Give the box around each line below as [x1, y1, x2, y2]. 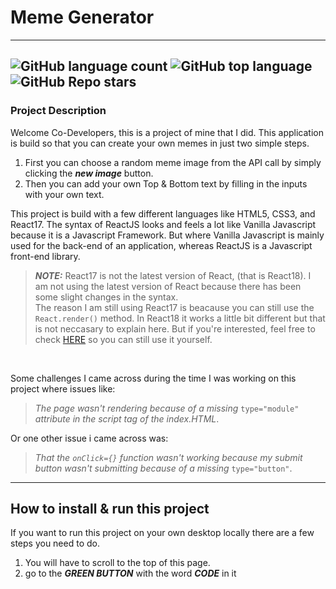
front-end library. [10, 250, 81, 262]
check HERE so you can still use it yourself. [34, 333, 213, 345]
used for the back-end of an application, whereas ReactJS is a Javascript [10, 239, 313, 251]
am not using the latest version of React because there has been [34, 280, 302, 292]
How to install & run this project [10, 501, 210, 518]
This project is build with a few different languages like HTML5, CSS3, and [10, 207, 316, 220]
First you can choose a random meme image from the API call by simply [24, 156, 322, 168]
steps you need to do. [10, 537, 100, 550]
